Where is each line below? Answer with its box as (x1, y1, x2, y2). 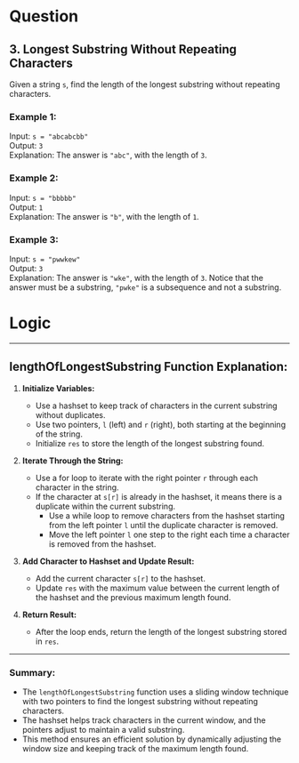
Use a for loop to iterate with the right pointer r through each (35, 472, 258, 483)
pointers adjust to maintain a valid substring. (21, 724, 185, 735)
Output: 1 (9, 202, 44, 213)
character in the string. (35, 482, 119, 493)
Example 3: (9, 233, 60, 245)
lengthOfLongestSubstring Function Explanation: (9, 359, 288, 374)
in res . (35, 636, 60, 647)
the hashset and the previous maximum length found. (35, 591, 231, 602)
